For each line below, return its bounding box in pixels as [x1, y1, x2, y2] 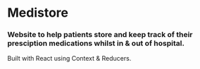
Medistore [7, 5, 69, 21]
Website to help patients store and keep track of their [7, 30, 193, 40]
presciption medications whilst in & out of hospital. [7, 38, 185, 48]
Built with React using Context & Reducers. [7, 54, 132, 63]
